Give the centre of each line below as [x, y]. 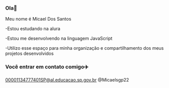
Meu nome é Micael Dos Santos [38, 19]
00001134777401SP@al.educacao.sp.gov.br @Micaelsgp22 [67, 79]
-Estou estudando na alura [33, 29]
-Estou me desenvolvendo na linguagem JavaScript [59, 38]
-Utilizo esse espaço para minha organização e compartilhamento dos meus [84, 48]
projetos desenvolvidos [30, 54]
